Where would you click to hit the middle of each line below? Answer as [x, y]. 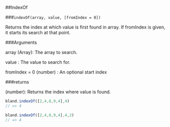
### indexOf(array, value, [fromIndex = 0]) [53, 17]
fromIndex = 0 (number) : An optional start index [56, 72]
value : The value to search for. [38, 62]
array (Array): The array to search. [41, 52]
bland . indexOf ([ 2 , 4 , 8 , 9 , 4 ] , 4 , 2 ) [40, 115]
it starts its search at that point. [38, 32]
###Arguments [21, 42]
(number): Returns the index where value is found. [58, 92]
